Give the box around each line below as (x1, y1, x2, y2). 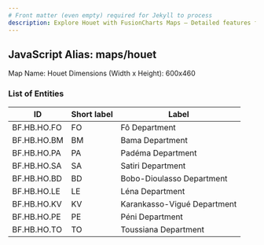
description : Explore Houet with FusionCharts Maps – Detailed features (8, 19, 251, 27)
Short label (71, 108, 114, 119)
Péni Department (120, 211, 183, 222)
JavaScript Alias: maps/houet (8, 48, 157, 61)
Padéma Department (120, 147, 198, 158)
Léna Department (120, 185, 185, 196)
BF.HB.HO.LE (12, 185, 60, 196)
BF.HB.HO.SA (12, 160, 62, 171)
